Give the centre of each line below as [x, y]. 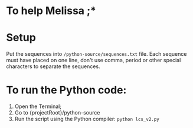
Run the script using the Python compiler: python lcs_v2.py [87, 119]
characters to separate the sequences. [53, 66]
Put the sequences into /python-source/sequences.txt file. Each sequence [97, 54]
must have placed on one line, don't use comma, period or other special [94, 60]
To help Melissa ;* [51, 11]
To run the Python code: [66, 90]
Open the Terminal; [38, 106]
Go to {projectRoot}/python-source [57, 113]
